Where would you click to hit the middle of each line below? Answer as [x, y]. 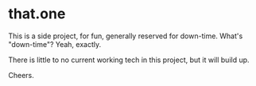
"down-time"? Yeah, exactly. [55, 44]
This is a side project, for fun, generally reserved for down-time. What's [126, 36]
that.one [37, 14]
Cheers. [21, 75]
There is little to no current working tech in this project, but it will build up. [129, 60]
